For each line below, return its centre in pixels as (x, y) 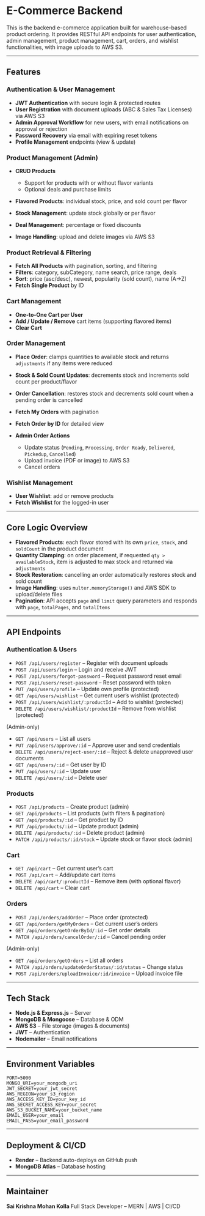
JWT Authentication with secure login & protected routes (88, 103)
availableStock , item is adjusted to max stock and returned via (94, 562)
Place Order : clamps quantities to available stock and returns (92, 357)
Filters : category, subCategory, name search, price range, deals (96, 272)
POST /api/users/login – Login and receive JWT (76, 669)
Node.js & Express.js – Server (53, 1013)
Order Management (36, 343)
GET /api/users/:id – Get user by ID (61, 765)
